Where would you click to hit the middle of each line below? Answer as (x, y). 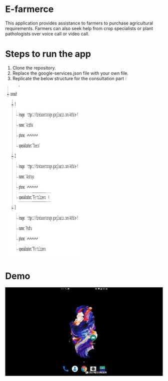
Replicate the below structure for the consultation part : (69, 78)
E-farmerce (29, 9)
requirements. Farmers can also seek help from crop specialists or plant (79, 28)
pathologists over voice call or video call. (47, 34)
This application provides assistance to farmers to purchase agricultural (79, 23)
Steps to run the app (48, 54)
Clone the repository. (34, 68)
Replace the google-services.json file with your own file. (70, 73)
